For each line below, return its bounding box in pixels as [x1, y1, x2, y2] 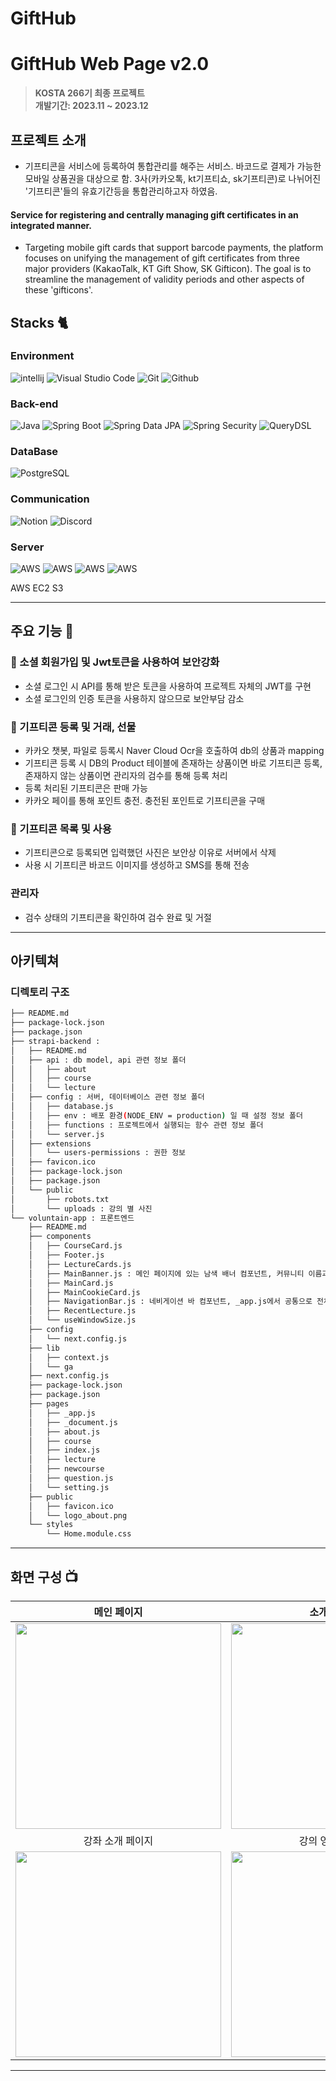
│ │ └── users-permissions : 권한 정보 [10, 1148, 187, 1158]
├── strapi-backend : [10, 1036, 101, 1046]
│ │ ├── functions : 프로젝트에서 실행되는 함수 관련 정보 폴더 [10, 1120, 264, 1130]
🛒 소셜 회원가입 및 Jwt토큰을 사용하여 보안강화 [10, 655, 220, 669]
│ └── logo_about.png [28, 1510, 128, 1521]
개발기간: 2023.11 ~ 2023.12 [34, 100, 149, 112]
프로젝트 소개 [10, 132, 87, 149]
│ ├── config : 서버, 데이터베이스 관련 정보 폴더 [10, 1092, 205, 1102]
